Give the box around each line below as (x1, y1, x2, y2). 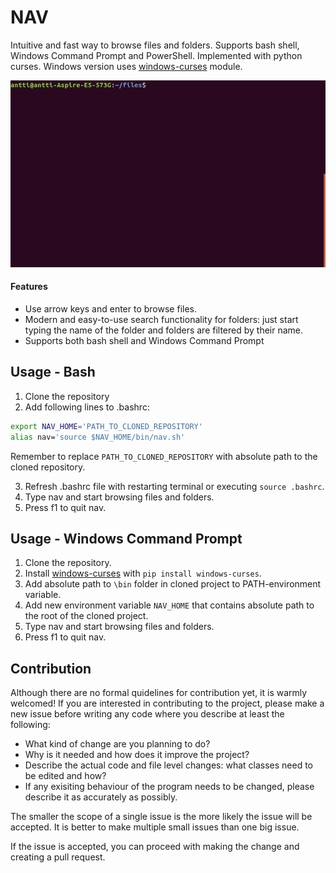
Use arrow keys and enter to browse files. (24, 302, 197, 315)
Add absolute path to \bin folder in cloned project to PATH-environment (24, 578, 322, 590)
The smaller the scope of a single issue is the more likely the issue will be (10, 811, 313, 823)
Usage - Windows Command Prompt (10, 530, 243, 547)
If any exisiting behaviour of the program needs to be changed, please (24, 781, 315, 793)
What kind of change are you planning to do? (24, 738, 211, 750)
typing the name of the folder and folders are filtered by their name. (24, 324, 304, 336)
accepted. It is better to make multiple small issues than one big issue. (10, 821, 300, 833)
